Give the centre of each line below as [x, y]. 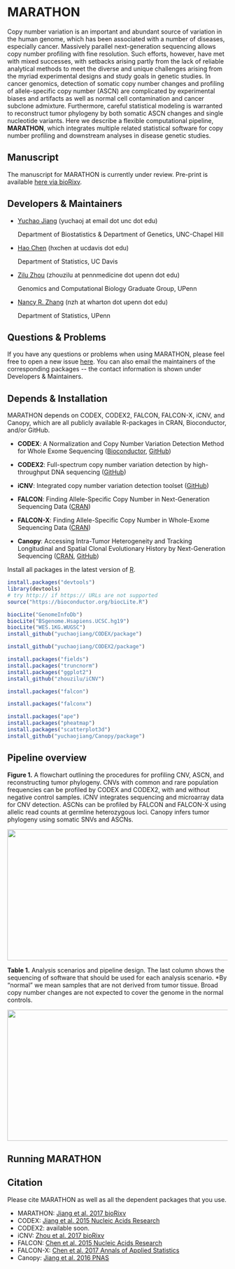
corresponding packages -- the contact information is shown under [104, 369]
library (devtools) [34, 589]
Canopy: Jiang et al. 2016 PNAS [63, 1257]
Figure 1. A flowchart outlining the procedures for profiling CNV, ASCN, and [116, 775]
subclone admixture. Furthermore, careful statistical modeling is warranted [115, 106]
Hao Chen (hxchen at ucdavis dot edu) [73, 248]
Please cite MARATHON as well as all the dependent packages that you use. [117, 1199]
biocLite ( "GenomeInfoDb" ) [45, 615]
